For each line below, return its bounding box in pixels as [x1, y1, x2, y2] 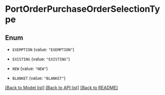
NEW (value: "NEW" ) [12, 65, 48, 71]
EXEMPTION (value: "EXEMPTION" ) [12, 47, 75, 52]
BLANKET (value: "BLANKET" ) [12, 75, 66, 81]
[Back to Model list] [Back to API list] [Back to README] [5, 85, 118, 91]
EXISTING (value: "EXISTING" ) [12, 56, 70, 62]
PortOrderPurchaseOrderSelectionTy [5, 3, 160, 15]
